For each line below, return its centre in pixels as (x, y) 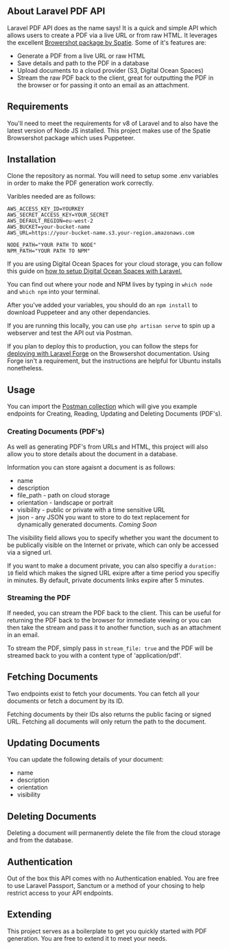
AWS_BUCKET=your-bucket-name (49, 227)
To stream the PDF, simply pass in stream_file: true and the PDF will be (110, 648)
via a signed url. (30, 552)
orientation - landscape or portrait (65, 502)
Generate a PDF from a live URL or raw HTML (81, 56)
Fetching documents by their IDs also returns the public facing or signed (109, 714)
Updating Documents (54, 743)
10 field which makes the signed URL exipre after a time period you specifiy (113, 572)
